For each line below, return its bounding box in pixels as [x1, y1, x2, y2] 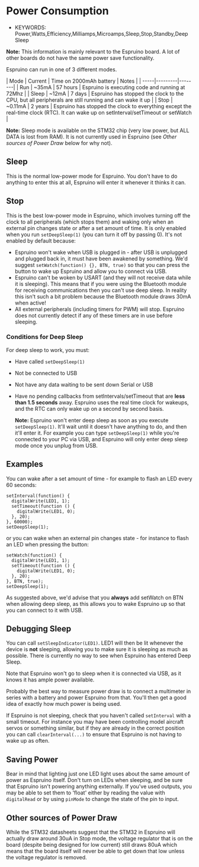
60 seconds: [6, 481, 37, 488]
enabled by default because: [6, 237, 76, 244]
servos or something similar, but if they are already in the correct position [6, 724, 185, 732]
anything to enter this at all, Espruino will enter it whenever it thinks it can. [6, 178, 186, 186]
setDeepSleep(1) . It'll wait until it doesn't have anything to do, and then [14, 423, 187, 430]
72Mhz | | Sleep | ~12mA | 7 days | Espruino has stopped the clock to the [6, 90, 184, 97]
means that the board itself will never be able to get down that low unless [6, 847, 185, 855]
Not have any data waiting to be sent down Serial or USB [14, 381, 153, 388]
